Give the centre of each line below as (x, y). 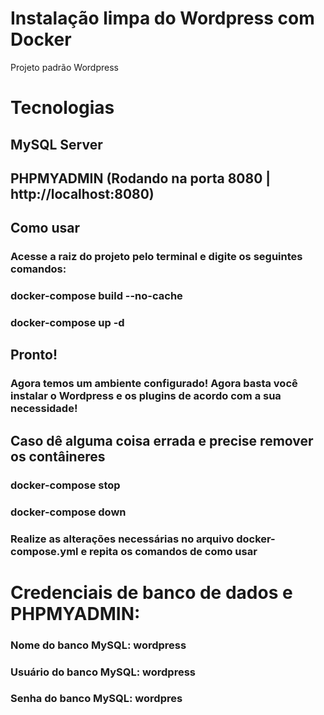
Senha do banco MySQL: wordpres (96, 699)
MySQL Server (56, 144)
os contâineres (58, 456)
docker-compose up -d (67, 323)
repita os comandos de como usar (173, 551)
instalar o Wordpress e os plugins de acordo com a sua (146, 396)
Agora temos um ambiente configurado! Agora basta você (154, 384)
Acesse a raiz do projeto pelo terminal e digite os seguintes (156, 257)
